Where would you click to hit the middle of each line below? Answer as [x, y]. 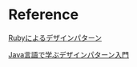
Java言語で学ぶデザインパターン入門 [69, 54]
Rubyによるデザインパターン [55, 37]
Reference [43, 15]
